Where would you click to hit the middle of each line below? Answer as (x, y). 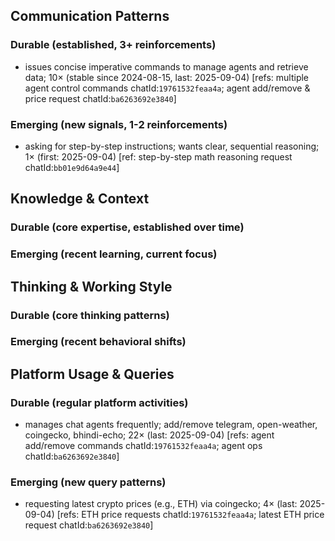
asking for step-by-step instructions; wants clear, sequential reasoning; (172, 146)
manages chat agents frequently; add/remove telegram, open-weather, (171, 425)
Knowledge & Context (80, 199)
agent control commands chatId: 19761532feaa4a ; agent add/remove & (167, 88)
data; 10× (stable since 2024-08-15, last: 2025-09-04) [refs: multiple (167, 77)
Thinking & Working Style (91, 286)
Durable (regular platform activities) (99, 402)
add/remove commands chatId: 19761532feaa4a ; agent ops (143, 446)
